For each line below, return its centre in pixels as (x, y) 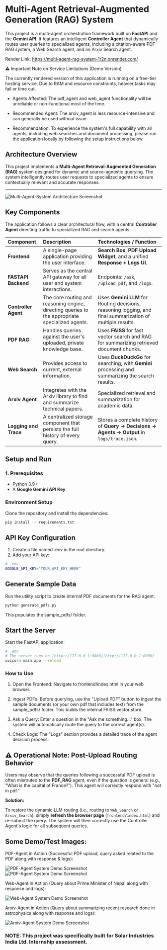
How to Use (19, 674)
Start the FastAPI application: (35, 642)
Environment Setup (29, 502)
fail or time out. (21, 88)
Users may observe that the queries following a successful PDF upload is (80, 775)
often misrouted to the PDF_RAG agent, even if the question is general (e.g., (83, 780)
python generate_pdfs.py (31, 605)
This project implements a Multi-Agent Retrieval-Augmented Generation (81, 166)
